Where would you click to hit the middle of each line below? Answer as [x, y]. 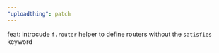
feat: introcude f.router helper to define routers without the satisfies [109, 34]
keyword [20, 41]
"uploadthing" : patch [39, 14]
